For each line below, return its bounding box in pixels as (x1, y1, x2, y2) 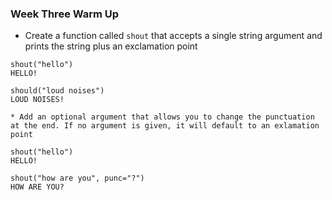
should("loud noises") (10, 86, 105, 96)
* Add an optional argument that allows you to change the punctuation (10, 112, 315, 122)
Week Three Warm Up (10, 7, 120, 21)
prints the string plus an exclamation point (24, 40, 198, 52)
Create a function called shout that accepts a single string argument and (24, 30, 323, 42)
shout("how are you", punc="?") (10, 173, 145, 184)
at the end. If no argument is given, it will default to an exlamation (10, 121, 320, 131)
